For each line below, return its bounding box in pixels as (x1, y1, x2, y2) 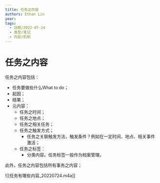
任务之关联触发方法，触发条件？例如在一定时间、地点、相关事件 (26, 133, 155, 139)
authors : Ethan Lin (5, 12, 45, 17)
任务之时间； (19, 109, 45, 115)
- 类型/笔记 (9, 30, 31, 35)
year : (5, 16, 16, 21)
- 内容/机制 (9, 35, 31, 40)
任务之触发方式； (19, 127, 54, 133)
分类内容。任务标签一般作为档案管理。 (26, 152, 104, 158)
